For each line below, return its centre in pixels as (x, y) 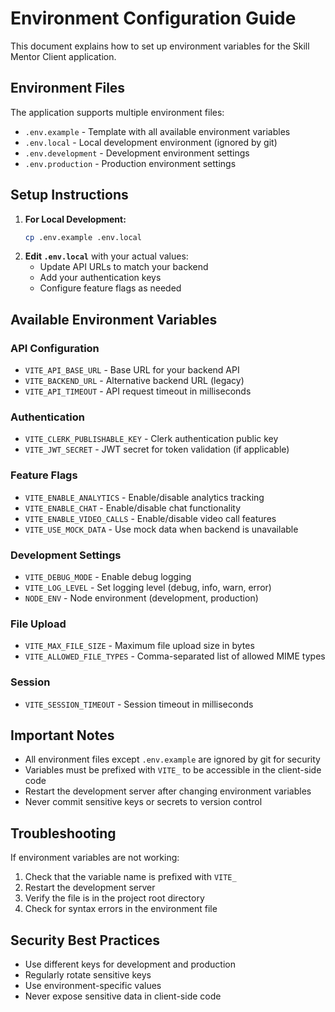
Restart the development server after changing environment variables (168, 791)
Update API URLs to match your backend (124, 267)
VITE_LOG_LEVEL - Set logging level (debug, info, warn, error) (148, 588)
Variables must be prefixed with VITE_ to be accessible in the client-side (173, 770)
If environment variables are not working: (95, 858)
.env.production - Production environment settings (130, 163)
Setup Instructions (69, 195)
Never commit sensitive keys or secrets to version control (143, 802)
